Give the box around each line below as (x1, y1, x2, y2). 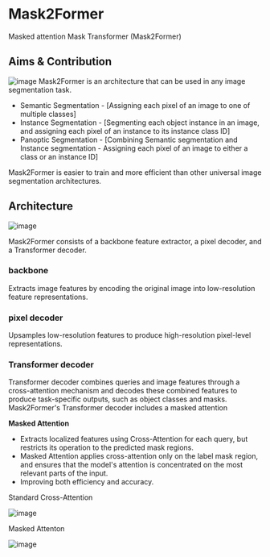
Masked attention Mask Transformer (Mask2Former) (8, 31, 182, 41)
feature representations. (8, 292, 88, 301)
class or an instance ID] (19, 152, 99, 161)
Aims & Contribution (8, 55, 112, 69)
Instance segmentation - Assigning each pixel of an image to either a (19, 143, 248, 153)
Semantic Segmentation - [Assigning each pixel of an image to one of (19, 100, 251, 110)
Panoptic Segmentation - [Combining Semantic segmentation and (19, 135, 239, 144)
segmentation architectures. (8, 176, 102, 185)
